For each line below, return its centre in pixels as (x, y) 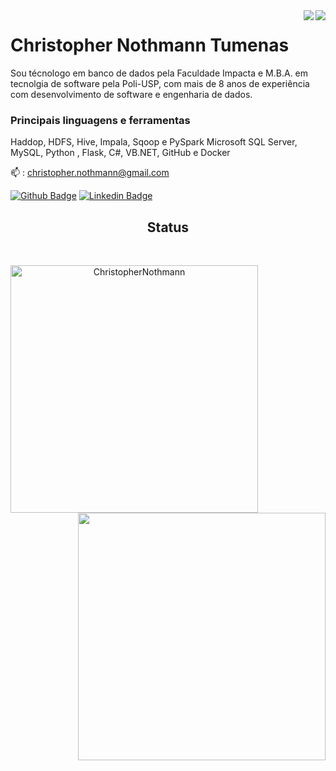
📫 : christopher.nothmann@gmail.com (90, 173)
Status (168, 227)
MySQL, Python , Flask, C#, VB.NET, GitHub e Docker (120, 153)
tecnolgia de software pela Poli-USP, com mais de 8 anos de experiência (160, 83)
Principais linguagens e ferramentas (100, 120)
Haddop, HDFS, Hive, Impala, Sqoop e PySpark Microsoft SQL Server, (154, 142)
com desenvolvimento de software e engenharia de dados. (131, 94)
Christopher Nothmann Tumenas (150, 45)
